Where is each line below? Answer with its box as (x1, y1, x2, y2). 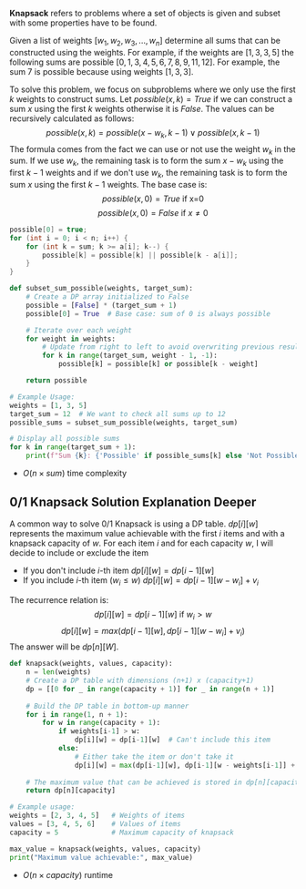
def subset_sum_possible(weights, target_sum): (9, 284, 194, 293)
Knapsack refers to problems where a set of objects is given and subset (9, 8, 280, 18)
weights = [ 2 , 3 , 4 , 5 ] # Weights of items (9, 811, 185, 821)
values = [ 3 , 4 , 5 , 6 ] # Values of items (9, 820, 181, 829)
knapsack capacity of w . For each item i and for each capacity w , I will (9, 537, 273, 548)
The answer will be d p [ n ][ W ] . (9, 641, 119, 652)
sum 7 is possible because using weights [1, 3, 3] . (9, 66, 194, 77)
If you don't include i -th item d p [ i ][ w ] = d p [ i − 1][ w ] (22, 565, 215, 576)
